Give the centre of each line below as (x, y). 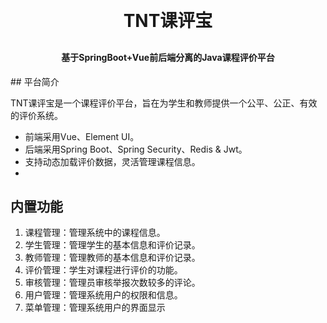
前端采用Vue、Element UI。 (82, 136)
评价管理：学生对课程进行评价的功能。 (103, 270)
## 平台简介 (35, 81)
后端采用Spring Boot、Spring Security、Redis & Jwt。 (136, 149)
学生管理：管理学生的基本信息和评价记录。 (112, 245)
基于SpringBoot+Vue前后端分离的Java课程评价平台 (168, 57)
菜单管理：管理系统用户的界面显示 (95, 308)
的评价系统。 (36, 115)
